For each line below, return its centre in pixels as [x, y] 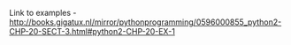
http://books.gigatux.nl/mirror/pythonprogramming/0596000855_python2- [145, 22]
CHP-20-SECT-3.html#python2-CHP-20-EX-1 [92, 31]
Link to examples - [43, 13]
